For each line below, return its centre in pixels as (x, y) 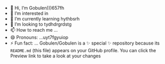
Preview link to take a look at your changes (55, 56)
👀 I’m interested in (29, 13)
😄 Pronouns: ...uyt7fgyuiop (39, 37)
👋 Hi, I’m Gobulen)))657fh (37, 8)
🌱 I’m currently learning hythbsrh (45, 19)
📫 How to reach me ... (34, 30)
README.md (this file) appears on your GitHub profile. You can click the (83, 50)
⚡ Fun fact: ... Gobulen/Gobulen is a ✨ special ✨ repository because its (85, 43)
